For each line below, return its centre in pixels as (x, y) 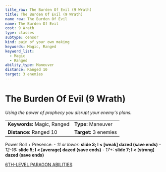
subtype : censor (22, 38)
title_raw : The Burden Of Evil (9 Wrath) (49, 10)
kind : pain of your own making (37, 42)
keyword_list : (20, 51)
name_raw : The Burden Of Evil (36, 19)
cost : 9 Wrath (20, 28)
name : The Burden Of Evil (32, 24)
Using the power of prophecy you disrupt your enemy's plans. (68, 113)
